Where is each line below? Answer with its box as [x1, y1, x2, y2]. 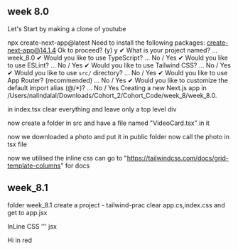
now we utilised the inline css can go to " [7, 153, 128, 162]
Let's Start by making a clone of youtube [7, 24, 126, 33]
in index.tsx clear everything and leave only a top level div [7, 104, 177, 113]
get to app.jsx [7, 208, 48, 217]
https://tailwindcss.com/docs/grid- [126, 153, 229, 162]
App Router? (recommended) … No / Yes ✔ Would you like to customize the [7, 76, 229, 85]
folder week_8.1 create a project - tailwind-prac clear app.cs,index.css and [7, 200, 225, 209]
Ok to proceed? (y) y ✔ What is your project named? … [58, 45, 218, 54]
